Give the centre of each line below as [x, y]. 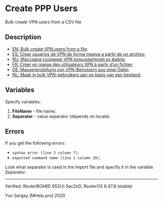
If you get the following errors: [35, 143]
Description [23, 37]
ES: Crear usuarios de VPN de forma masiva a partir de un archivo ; [79, 54]
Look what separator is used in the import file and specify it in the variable [79, 167]
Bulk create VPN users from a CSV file [43, 22]
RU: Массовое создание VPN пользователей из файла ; [69, 59]
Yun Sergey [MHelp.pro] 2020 [35, 196]
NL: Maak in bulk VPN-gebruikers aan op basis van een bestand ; [77, 75]
